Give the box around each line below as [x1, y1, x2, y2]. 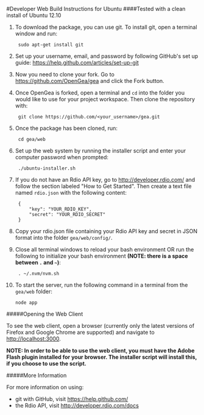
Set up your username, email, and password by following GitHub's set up [15, 52, 199, 60]
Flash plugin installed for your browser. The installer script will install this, [6, 353, 197, 361]
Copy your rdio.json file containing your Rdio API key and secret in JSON [15, 228, 198, 234]
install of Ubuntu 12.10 [6, 12, 62, 19]
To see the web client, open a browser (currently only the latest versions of [6, 322, 195, 329]
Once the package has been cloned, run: [15, 125, 118, 132]
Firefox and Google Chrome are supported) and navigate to [6, 329, 155, 336]
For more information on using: [6, 384, 84, 391]
